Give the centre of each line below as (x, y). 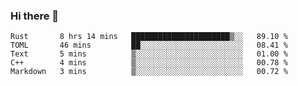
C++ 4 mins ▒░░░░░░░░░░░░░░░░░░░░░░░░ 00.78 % (149, 63)
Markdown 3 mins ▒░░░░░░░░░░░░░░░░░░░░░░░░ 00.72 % (149, 72)
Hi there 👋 (35, 16)
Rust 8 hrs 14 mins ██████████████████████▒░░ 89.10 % (149, 37)
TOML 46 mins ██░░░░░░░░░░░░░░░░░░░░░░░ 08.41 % (149, 45)
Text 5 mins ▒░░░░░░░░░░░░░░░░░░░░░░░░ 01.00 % (149, 54)
